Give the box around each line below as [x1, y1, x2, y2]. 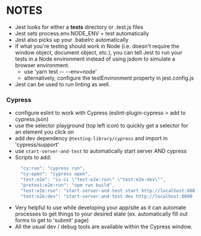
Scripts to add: [14, 154, 52, 161]
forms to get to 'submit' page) [14, 217, 89, 224]
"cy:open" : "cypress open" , [20, 171, 91, 177]
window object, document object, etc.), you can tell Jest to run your [14, 49, 183, 56]
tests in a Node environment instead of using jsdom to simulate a [14, 55, 176, 62]
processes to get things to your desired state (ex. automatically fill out [14, 210, 188, 217]
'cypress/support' [14, 141, 59, 149]
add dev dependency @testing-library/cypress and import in [14, 135, 168, 142]
